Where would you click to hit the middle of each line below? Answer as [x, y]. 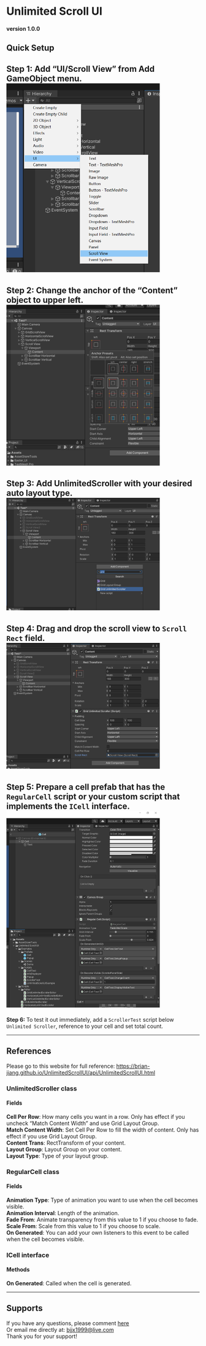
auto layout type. [40, 493]
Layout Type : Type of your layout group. [58, 1156]
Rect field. [26, 638]
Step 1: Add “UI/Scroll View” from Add [81, 69]
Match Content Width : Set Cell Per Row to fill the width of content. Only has [103, 1130]
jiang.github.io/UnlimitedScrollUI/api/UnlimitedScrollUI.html [81, 1072]
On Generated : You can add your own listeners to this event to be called [97, 1232]
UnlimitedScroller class [42, 1088]
